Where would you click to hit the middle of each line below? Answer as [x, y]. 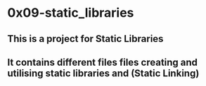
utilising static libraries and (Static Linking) [103, 73]
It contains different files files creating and [103, 62]
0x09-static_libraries [71, 13]
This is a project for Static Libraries [85, 39]
